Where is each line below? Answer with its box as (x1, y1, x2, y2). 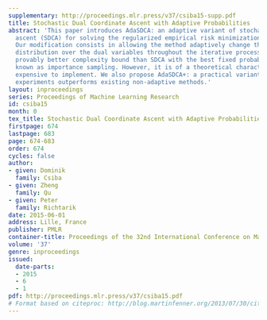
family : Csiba (15, 174, 62, 183)
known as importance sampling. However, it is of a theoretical (15, 64, 233, 71)
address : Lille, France (8, 218, 87, 226)
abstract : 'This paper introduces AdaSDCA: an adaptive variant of (8, 26, 237, 34)
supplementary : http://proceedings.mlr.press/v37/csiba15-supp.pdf (8, 11, 237, 20)
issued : (8, 255, 34, 263)
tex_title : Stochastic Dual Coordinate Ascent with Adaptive (8, 115, 215, 123)
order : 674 (8, 145, 44, 152)
